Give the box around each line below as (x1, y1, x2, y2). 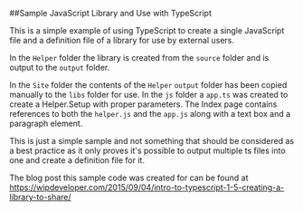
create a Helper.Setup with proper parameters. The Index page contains (9, 99, 278, 110)
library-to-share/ (9, 192, 71, 202)
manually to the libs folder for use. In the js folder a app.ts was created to (9, 90, 289, 100)
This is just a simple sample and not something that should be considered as (9, 136, 295, 146)
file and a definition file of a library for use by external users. (9, 35, 235, 45)
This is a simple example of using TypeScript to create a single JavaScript (9, 25, 285, 35)
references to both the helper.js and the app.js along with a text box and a (9, 109, 291, 119)
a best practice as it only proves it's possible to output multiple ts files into (9, 145, 287, 156)
